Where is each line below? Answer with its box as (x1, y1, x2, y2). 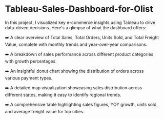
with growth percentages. (5, 58, 57, 64)
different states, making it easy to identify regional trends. (5, 92, 121, 98)
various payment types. (5, 75, 53, 81)
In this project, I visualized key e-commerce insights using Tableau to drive (5, 20, 156, 25)
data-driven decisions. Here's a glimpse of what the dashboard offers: (5, 24, 146, 30)
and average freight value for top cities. (5, 108, 84, 114)
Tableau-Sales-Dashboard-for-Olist (5, 3, 153, 15)
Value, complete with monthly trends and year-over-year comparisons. (5, 41, 147, 47)
